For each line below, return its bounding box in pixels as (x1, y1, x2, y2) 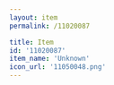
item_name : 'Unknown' (9, 55, 91, 64)
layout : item (9, 13, 58, 22)
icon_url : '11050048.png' (9, 63, 106, 72)
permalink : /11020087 (9, 21, 91, 30)
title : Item (9, 38, 54, 47)
